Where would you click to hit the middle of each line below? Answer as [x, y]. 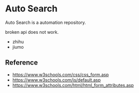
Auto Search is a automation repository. [45, 22]
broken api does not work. [32, 32]
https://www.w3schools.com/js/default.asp [56, 80]
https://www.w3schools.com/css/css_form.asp [61, 75]
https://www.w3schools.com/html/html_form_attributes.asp [73, 85]
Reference [22, 63]
